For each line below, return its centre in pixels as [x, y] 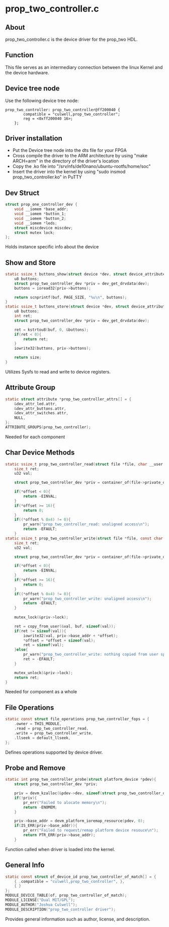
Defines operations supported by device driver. [54, 752]
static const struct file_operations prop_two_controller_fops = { [77, 719]
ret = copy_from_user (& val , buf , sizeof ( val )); [65, 626]
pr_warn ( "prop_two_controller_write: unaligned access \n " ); [88, 599]
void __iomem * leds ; [36, 223]
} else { [21, 650]
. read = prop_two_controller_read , [52, 728]
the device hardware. [27, 72]
